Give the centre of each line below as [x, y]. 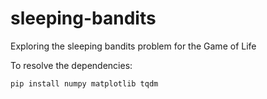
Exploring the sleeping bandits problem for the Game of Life [133, 46]
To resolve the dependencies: [71, 65]
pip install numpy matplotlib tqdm [84, 83]
